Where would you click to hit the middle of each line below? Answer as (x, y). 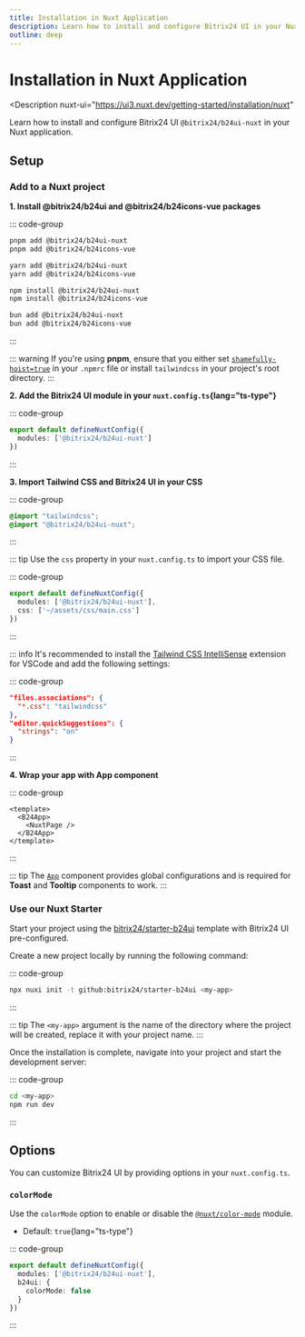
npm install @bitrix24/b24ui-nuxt (75, 290)
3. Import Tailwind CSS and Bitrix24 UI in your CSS (106, 482)
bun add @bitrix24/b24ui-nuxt (67, 315)
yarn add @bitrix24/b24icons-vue (73, 274)
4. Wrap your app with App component (84, 775)
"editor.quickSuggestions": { (67, 723)
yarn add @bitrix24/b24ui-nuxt (69, 265)
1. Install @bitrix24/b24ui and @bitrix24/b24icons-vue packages (135, 206)
